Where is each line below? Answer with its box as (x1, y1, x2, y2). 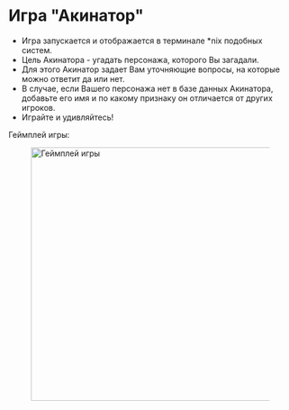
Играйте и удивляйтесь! (21, 112, 114, 123)
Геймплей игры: (8, 129, 70, 140)
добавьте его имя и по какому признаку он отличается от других (21, 92, 274, 104)
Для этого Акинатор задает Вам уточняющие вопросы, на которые (21, 64, 281, 75)
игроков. (21, 102, 56, 113)
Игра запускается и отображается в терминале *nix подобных (21, 35, 263, 46)
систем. (21, 44, 53, 55)
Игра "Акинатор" (8, 5, 144, 26)
